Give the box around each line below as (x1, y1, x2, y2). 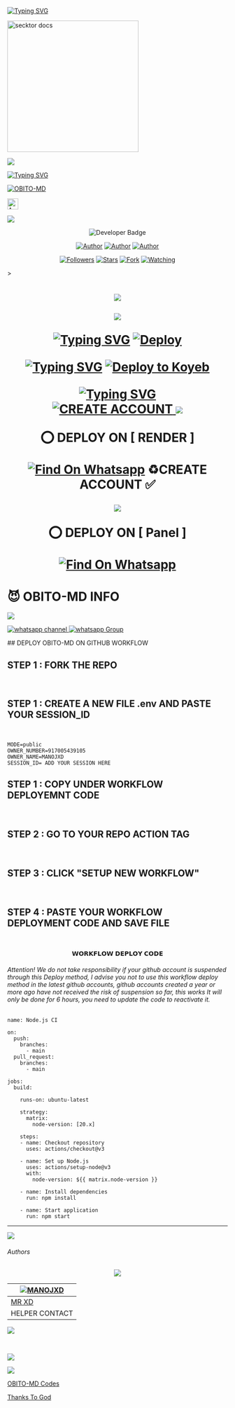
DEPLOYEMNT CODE (7, 789, 100, 802)
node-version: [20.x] (32, 1121, 96, 1128)
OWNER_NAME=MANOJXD (7, 753, 64, 760)
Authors (7, 1248, 30, 1256)
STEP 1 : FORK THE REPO (7, 659, 117, 671)
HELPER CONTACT (10, 1308, 73, 1318)
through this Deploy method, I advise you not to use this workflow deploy (7, 973, 218, 981)
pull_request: (13, 1053, 55, 1061)
